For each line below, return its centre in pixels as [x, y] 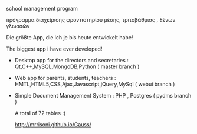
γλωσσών [18, 26]
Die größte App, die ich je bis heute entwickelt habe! [70, 37]
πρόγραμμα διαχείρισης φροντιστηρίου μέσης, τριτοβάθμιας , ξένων [91, 20]
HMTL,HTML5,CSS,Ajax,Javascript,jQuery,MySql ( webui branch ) [95, 84]
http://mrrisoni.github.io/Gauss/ [53, 125]
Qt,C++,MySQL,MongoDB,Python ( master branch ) [77, 66]
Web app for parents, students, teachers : [65, 78]
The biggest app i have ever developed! [54, 49]
